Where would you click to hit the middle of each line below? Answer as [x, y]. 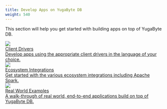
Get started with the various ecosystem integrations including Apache [77, 75]
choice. [13, 59]
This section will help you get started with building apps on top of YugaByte [83, 28]
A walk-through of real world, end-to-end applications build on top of [77, 96]
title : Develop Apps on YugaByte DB [44, 10]
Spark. [12, 80]
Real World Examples [27, 90]
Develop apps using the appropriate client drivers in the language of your [81, 54]
